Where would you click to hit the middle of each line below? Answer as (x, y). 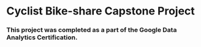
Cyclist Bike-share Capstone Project (100, 11)
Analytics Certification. (42, 37)
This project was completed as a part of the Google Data (92, 30)
